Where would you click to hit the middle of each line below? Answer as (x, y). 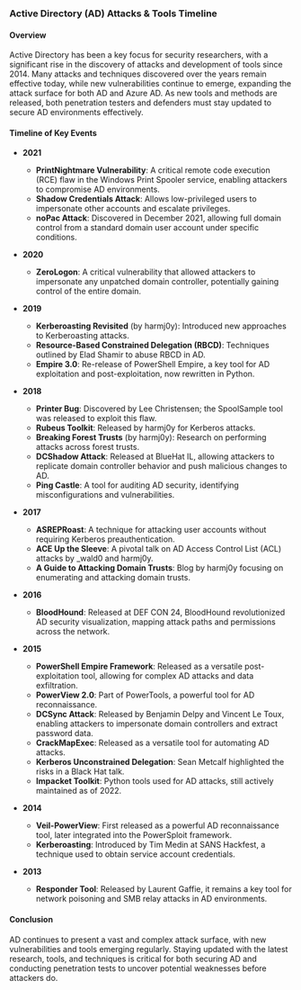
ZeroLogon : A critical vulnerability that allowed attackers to (146, 272)
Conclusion (31, 919)
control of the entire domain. (89, 292)
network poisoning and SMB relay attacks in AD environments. (151, 899)
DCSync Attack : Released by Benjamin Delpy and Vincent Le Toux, (160, 715)
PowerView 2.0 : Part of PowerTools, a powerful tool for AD (145, 695)
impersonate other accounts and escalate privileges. (133, 209)
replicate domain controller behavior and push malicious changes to (161, 466)
